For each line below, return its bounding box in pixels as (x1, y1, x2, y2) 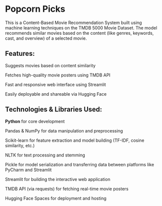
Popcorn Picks (5, 3, 66, 15)
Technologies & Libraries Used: (5, 105, 102, 114)
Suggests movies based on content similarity (5, 62, 96, 68)
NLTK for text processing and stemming (5, 152, 86, 158)
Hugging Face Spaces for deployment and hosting (5, 195, 107, 201)
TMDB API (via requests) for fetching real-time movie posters (5, 185, 129, 192)
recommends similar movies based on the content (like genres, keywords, (5, 30, 154, 36)
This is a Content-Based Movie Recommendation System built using (5, 20, 142, 26)
